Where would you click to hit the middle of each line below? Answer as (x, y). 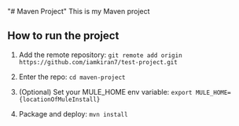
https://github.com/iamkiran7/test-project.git (98, 62)
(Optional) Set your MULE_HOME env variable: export (106, 92)
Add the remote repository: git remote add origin (100, 55)
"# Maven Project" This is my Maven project (79, 11)
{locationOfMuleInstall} (59, 99)
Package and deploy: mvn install (73, 113)
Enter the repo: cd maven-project (72, 77)
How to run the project (63, 36)
